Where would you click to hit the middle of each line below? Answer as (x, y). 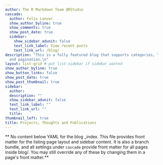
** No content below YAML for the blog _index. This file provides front (75, 136)
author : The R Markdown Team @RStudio (44, 9)
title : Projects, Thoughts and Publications (51, 123)
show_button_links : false (31, 73)
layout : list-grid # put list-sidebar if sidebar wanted (64, 64)
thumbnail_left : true (27, 118)
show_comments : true (30, 28)
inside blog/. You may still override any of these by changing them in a (75, 152)
